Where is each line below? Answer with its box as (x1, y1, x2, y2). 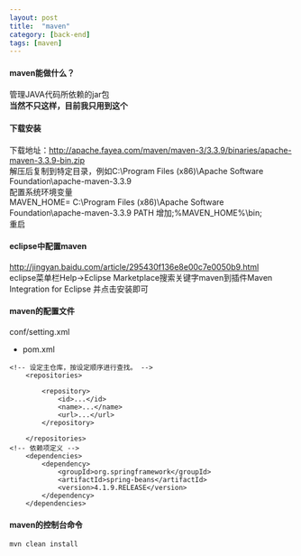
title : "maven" (9, 22, 70, 31)
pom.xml (22, 344, 56, 355)
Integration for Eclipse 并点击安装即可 (9, 283, 149, 294)
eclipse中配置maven (9, 241, 87, 252)
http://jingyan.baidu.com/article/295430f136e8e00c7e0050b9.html (9, 261, 260, 272)
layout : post (9, 13, 59, 23)
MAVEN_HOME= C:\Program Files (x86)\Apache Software (9, 196, 224, 208)
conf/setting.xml (9, 327, 70, 338)
